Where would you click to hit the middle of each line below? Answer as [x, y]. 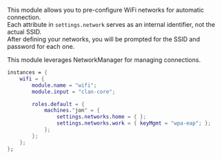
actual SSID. [24, 32]
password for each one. [41, 46]
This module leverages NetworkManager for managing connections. [104, 60]
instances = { [28, 72]
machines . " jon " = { [72, 110]
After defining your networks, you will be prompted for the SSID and [103, 39]
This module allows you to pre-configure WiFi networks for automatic [106, 10]
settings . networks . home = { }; [101, 117]
